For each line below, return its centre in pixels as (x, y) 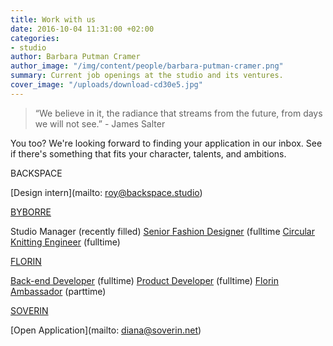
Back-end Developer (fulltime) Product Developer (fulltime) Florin (144, 280)
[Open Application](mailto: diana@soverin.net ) (106, 330)
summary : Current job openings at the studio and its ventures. (147, 76)
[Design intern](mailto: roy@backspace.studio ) (106, 192)
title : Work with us (53, 19)
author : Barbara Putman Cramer (75, 57)
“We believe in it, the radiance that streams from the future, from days (178, 113)
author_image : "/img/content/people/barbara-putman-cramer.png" (147, 66)
